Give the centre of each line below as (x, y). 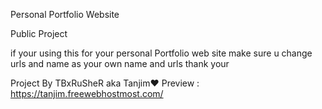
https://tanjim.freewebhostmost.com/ (87, 93)
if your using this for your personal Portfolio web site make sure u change (161, 53)
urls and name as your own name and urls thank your (120, 63)
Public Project (39, 33)
